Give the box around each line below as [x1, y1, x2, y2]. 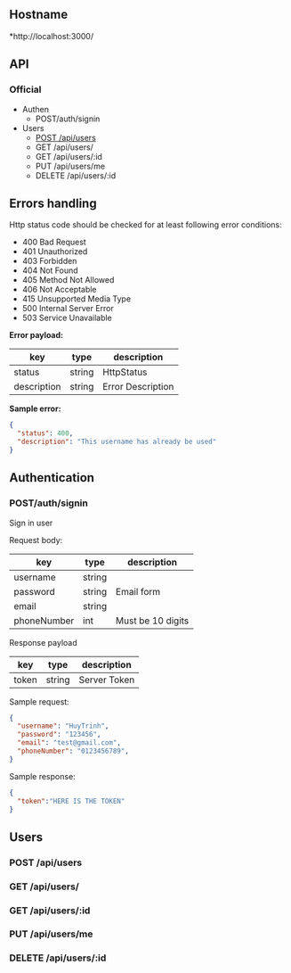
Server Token [78, 673, 135, 686]
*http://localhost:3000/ [9, 30, 94, 41]
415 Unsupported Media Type [21, 293, 132, 304]
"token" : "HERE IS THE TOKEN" [17, 796, 125, 805]
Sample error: [9, 403, 61, 414]
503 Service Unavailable [21, 312, 113, 324]
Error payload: [9, 330, 64, 341]
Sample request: [9, 696, 69, 707]
